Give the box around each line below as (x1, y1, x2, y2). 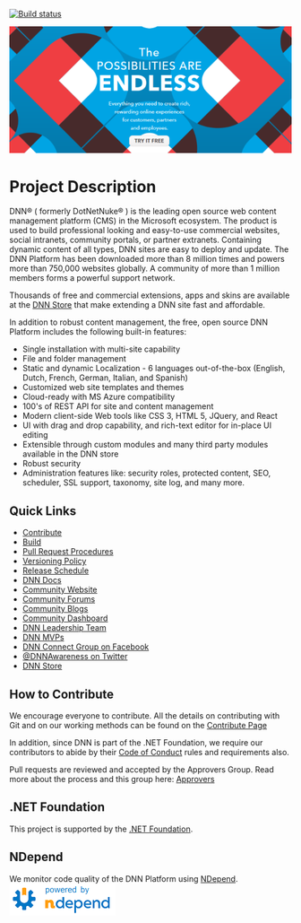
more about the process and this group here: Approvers (9, 773, 215, 784)
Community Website (21, 584, 98, 596)
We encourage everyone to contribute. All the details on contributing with (9, 710, 280, 721)
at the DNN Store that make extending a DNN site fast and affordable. (9, 300, 266, 310)
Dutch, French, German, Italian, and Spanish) (21, 372, 188, 383)
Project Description (9, 176, 157, 196)
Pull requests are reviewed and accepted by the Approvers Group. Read (9, 763, 275, 775)
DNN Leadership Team (21, 623, 107, 633)
